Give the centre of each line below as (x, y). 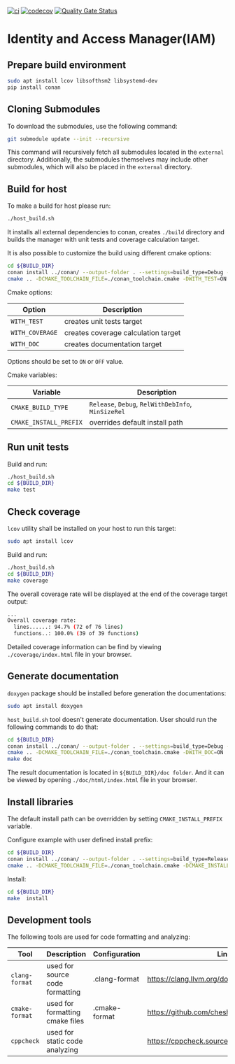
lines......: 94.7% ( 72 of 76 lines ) (69, 627)
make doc (20, 759)
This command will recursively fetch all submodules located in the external (116, 152)
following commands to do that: (53, 727)
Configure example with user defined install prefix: (80, 840)
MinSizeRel (107, 412)
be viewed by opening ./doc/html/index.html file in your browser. (102, 780)
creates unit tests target (103, 321)
